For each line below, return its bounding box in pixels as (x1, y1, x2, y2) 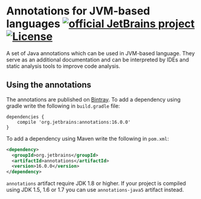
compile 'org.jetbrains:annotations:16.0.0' (17, 119, 131, 125)
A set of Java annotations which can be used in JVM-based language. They (6, 49, 195, 57)
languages (6, 17, 60, 31)
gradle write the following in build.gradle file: (6, 102, 120, 109)
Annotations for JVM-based (6, 4, 150, 18)
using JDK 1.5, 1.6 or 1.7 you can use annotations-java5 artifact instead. (6, 186, 184, 194)
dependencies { (6, 114, 45, 120)
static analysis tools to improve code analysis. (6, 62, 121, 70)
